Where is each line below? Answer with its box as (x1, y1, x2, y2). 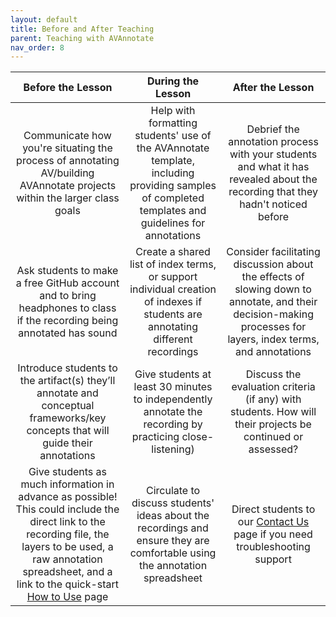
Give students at (134, 367, 212, 381)
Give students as (28, 465, 108, 479)
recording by (143, 417, 203, 431)
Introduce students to (17, 361, 118, 375)
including (151, 166, 195, 180)
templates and (139, 204, 207, 218)
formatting (148, 116, 198, 130)
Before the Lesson (23, 81, 113, 95)
